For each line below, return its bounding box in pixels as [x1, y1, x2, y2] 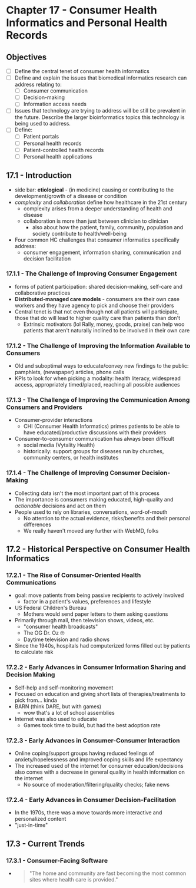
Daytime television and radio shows [23, 636, 110, 643]
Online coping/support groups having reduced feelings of [14, 750, 154, 757]
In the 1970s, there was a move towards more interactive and [14, 809, 162, 816]
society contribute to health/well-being [32, 230, 127, 237]
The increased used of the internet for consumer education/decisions [14, 762, 184, 769]
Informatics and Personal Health [6, 16, 168, 29]
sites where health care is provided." [29, 876, 118, 883]
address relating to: [14, 81, 62, 88]
